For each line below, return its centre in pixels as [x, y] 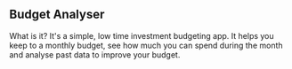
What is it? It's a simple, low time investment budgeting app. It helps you [142, 35]
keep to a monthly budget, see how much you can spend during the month [146, 45]
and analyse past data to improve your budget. [95, 54]
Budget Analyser [57, 15]
